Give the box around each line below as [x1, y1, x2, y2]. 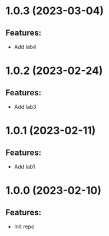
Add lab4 [14, 43, 37, 50]
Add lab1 [14, 163, 35, 170]
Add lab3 [14, 104, 37, 110]
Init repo [14, 223, 35, 230]
